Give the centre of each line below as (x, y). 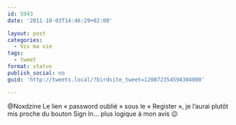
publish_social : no (36, 73)
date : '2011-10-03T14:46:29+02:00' (60, 21)
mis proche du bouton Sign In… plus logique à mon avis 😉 (93, 114)
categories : (25, 40)
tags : (15, 53)
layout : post (27, 33)
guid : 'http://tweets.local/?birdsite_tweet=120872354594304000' (106, 80)
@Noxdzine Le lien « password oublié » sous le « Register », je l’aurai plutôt (118, 106)
